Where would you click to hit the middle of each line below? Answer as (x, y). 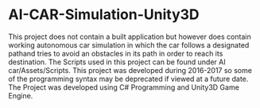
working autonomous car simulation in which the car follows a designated (129, 44)
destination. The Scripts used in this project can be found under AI (117, 62)
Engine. (21, 95)
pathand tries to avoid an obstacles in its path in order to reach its (116, 53)
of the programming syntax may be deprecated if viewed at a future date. (128, 79)
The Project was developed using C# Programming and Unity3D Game (124, 87)
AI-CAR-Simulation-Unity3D (104, 15)
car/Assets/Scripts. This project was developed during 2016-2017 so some (130, 70)
